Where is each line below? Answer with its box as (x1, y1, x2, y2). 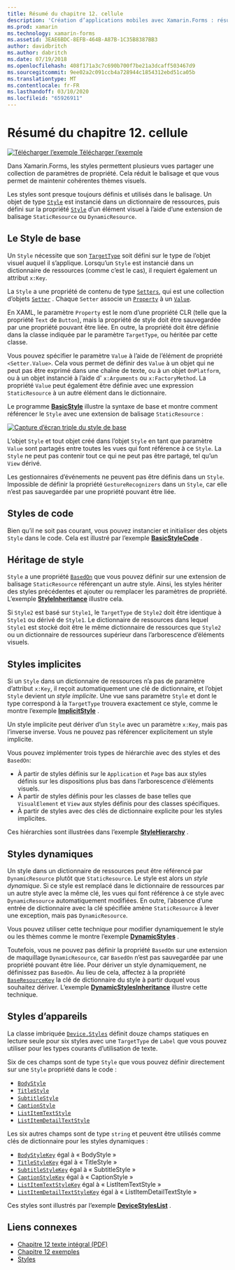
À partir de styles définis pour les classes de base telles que (17, 792, 192, 800)
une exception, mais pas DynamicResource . (7, 911, 128, 919)
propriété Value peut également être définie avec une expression (7, 381, 194, 389)
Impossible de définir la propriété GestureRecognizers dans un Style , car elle (7, 480, 227, 488)
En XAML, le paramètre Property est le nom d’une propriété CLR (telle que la (7, 308, 227, 316)
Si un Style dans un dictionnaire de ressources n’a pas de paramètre (7, 677, 205, 686)
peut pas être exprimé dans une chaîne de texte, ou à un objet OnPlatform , (7, 366, 222, 374)
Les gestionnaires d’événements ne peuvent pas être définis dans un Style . (7, 472, 225, 481)
